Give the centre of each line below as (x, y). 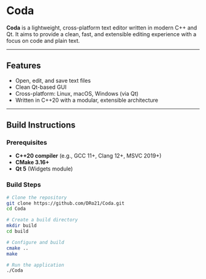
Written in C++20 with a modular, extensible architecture (86, 100)
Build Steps (24, 185)
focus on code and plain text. (43, 40)
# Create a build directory (42, 220)
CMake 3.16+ (32, 162)
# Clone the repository (37, 197)
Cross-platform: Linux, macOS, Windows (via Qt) (77, 93)
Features (24, 66)
